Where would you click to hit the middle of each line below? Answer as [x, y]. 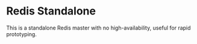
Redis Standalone [51, 11]
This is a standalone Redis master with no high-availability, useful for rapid [98, 28]
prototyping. [22, 34]
